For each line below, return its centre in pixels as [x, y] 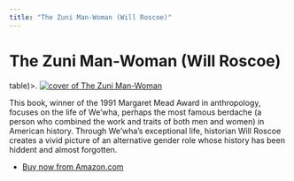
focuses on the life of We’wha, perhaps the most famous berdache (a [135, 112]
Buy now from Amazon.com [73, 166]
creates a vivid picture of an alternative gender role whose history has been [147, 140]
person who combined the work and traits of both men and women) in [137, 121]
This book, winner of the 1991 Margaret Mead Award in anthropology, [135, 102]
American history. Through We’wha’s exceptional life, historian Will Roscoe [145, 131]
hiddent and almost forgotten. [63, 149]
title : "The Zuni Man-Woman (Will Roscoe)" [91, 17]
